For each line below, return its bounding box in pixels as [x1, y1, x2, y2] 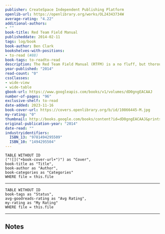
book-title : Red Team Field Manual [5, 30, 78, 35]
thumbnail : [5, 116, 27, 122]
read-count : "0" [5, 71, 38, 76]
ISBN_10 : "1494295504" [9, 139, 56, 145]
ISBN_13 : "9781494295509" [9, 135, 63, 140]
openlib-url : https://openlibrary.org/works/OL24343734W [5, 12, 124, 17]
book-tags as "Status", [5, 192, 54, 197]
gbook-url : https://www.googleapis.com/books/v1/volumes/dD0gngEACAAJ [5, 89, 153, 94]
